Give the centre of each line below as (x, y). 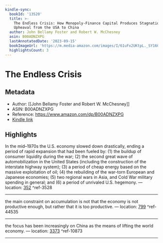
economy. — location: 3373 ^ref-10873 (44, 231)
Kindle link (22, 119)
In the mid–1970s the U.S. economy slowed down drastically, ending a (75, 146)
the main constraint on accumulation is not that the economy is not (72, 202)
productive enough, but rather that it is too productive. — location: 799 (76, 207)
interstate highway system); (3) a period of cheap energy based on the (76, 167)
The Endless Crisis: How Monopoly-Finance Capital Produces (76, 23)
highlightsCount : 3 (29, 50)
